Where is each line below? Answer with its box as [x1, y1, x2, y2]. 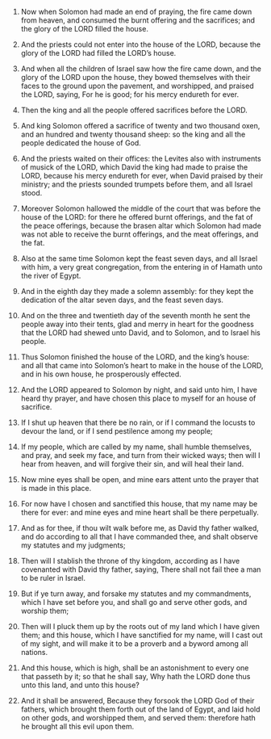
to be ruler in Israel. [20, 573, 86, 582]
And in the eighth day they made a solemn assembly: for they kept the [20, 287, 254, 296]
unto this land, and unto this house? [20, 680, 140, 690]
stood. [20, 188, 43, 197]
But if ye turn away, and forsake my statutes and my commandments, [20, 589, 252, 598]
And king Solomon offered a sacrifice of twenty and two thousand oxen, [20, 121, 261, 130]
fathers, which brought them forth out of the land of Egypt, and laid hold [20, 704, 261, 714]
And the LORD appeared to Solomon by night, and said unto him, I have [20, 385, 257, 394]
